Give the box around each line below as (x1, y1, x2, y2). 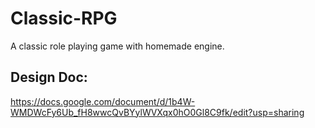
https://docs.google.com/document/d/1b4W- (10, 95, 196, 107)
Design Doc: (10, 69, 88, 86)
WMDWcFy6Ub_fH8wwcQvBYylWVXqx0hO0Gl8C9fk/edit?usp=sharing (10, 106, 305, 118)
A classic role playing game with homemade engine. (10, 40, 225, 52)
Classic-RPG (10, 7, 118, 30)
